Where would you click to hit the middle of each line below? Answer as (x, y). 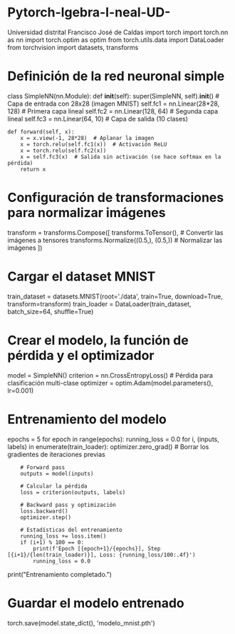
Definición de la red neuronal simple (116, 76)
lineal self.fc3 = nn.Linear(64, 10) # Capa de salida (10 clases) (98, 119)
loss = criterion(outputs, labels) (73, 492)
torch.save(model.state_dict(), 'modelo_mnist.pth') (81, 623)
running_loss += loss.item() (63, 536)
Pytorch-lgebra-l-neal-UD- (89, 12)
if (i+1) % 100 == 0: (52, 542)
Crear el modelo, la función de (98, 340)
